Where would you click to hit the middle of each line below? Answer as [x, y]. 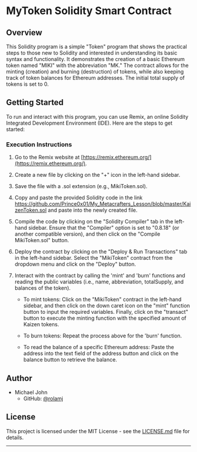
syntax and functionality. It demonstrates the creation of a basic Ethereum [96, 59]
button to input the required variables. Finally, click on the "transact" [106, 312]
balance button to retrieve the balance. [70, 360]
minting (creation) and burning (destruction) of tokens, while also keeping [95, 71]
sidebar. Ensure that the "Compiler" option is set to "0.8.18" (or [104, 228]
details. [15, 437]
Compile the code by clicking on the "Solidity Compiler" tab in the [94, 222]
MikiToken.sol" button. [42, 240]
